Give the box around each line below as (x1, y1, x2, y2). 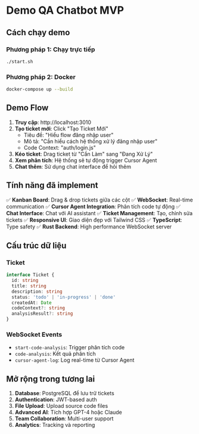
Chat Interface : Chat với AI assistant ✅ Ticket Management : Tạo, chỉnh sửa (6, 209, 193, 216)
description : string (11, 289, 63, 294)
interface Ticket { (6, 272, 55, 278)
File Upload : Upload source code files (14, 402, 108, 410)
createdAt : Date (11, 299, 52, 306)
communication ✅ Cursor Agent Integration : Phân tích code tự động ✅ (6, 203, 181, 210)
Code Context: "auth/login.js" (23, 144, 97, 151)
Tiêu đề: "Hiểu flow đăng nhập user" (23, 131, 114, 138)
